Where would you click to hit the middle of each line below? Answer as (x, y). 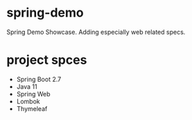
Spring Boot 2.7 (39, 79)
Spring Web (33, 94)
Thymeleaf (32, 108)
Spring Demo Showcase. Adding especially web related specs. (96, 32)
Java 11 (27, 86)
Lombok (28, 101)
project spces (47, 60)
